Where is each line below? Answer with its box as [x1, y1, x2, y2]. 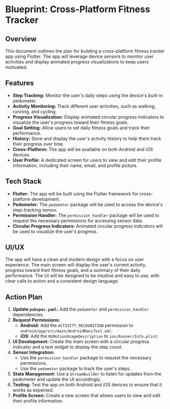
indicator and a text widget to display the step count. [12, 344, 123, 350]
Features [5, 79, 34, 87]
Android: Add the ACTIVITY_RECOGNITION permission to [20, 322, 133, 328]
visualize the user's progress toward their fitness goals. [12, 119, 129, 125]
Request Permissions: [12, 317, 60, 323]
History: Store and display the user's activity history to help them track [12, 135, 161, 142]
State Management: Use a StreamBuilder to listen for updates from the [12, 371, 161, 377]
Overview [5, 35, 37, 43]
